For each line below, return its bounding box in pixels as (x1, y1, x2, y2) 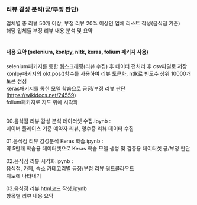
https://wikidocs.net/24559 (8, 91, 75, 98)
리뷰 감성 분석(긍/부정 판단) (6, 5, 79, 13)
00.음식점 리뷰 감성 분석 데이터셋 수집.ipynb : (6, 117, 111, 124)
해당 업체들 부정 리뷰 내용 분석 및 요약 (6, 27, 93, 34)
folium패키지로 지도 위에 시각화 (6, 98, 78, 105)
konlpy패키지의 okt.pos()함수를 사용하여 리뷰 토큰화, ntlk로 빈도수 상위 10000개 (6, 70, 191, 77)
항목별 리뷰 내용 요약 (6, 192, 54, 199)
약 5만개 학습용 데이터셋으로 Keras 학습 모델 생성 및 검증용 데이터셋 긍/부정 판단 (6, 145, 190, 152)
